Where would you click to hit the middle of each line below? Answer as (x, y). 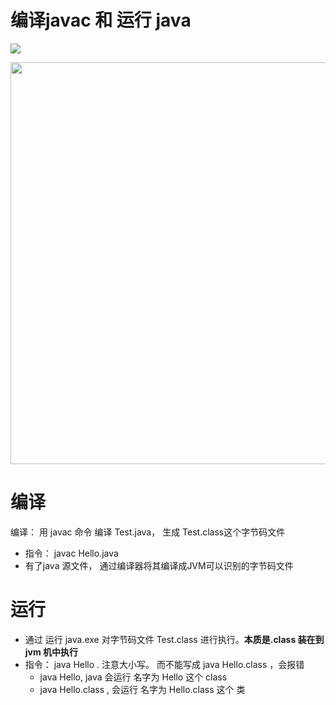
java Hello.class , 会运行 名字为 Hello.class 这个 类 (142, 689)
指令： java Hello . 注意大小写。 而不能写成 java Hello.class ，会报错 (164, 664)
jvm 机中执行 (51, 652)
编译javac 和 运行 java (101, 20)
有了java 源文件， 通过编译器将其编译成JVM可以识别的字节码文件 (159, 565)
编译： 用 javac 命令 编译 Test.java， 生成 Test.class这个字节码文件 (148, 532)
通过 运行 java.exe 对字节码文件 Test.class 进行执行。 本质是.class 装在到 (174, 639)
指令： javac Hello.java (71, 553)
